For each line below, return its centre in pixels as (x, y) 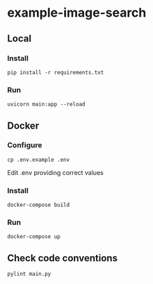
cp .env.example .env (39, 160)
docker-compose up (34, 237)
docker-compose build (39, 205)
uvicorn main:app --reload (46, 105)
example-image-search (77, 13)
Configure (25, 145)
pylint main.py (29, 274)
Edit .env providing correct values (56, 172)
